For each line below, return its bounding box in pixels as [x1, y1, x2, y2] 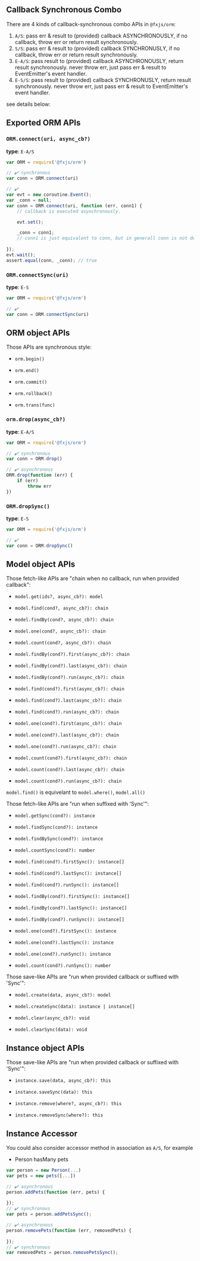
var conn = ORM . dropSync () [6, 543, 73, 549]
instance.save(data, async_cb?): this [14, 1078, 111, 1084]
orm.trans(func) [14, 402, 55, 408]
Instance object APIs [6, 1043, 85, 1053]
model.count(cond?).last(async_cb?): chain [14, 767, 125, 773]
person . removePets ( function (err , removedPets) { [6, 1227, 132, 1234]
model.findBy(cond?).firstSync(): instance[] [14, 894, 130, 900]
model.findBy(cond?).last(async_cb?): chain [14, 663, 127, 669]
